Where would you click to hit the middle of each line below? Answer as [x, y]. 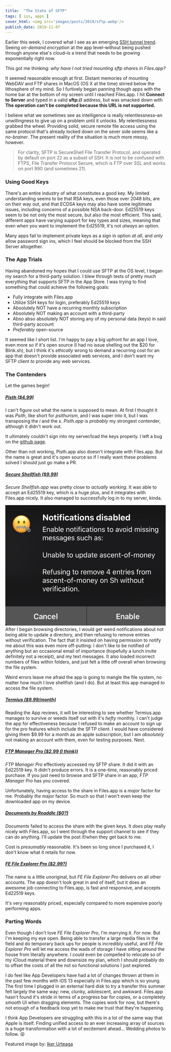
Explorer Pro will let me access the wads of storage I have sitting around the [85, 949]
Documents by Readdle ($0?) [37, 813]
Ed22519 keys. [21, 893]
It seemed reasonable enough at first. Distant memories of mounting [77, 78]
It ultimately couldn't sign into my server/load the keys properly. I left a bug [84, 437]
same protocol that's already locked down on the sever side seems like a [81, 132]
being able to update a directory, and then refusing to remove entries [78, 634]
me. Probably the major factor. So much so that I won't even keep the [78, 796]
